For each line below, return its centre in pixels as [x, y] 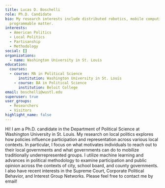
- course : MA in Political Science [46, 74]
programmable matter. [32, 23]
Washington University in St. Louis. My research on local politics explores [79, 134]
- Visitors [21, 110]
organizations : [21, 55]
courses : [18, 69]
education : [16, 64]
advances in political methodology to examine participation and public [76, 160]
